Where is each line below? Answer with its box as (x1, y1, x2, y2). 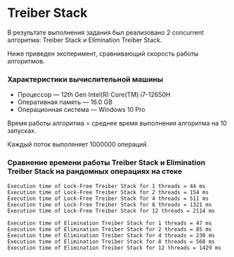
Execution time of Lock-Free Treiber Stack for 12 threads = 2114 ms (7, 207, 216, 214)
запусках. (7, 127, 37, 135)
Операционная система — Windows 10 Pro (17, 106, 145, 114)
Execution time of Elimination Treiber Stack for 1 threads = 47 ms (7, 220, 212, 227)
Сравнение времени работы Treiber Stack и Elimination (7, 158, 206, 168)
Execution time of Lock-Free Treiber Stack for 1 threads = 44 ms (7, 182, 206, 189)
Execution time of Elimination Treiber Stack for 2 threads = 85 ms (7, 225, 212, 233)
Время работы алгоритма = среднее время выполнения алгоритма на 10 (7, 119, 227, 127)
